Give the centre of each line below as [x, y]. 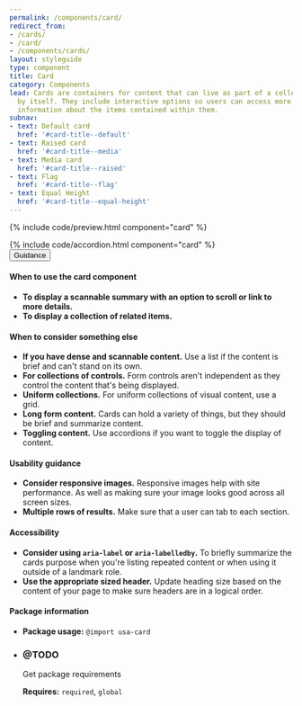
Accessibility [35, 532]
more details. [48, 307]
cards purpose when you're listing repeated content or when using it [149, 562]
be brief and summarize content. [83, 424]
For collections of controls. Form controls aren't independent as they [151, 376]
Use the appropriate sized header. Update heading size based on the [151, 581]
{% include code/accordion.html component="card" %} [112, 245]
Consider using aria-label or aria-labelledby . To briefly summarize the [157, 552]
